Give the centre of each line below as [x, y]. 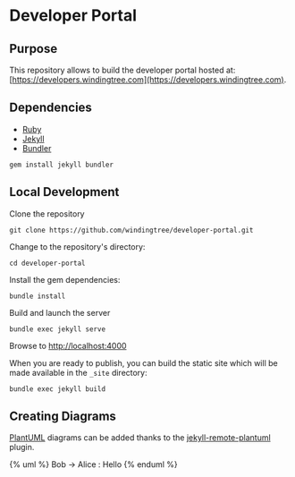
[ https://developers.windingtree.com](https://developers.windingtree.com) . [148, 80]
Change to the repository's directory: [77, 246]
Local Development [64, 192]
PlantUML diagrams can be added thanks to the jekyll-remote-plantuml [140, 438]
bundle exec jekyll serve [57, 329]
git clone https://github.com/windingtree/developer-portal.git [131, 230]
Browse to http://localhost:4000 [68, 345]
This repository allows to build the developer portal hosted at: [122, 70]
